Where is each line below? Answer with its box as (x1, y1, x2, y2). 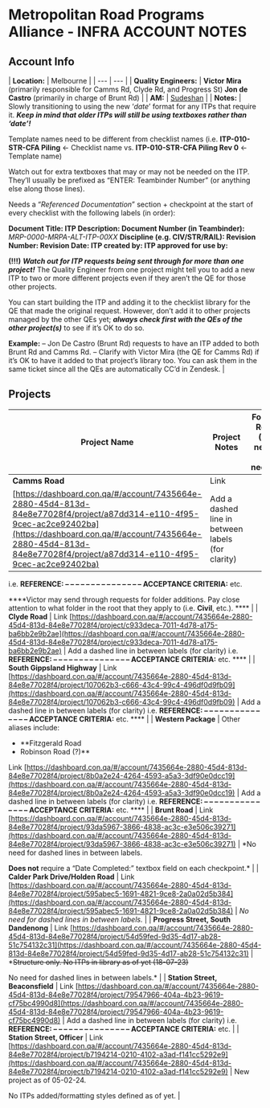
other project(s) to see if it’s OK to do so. (8, 323, 145, 333)
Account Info (8, 55, 75, 68)
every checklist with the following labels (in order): (8, 208, 176, 218)
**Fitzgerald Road (19, 738, 82, 748)
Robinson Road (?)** (19, 746, 91, 756)
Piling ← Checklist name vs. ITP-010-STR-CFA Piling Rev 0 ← (41, 143, 247, 152)
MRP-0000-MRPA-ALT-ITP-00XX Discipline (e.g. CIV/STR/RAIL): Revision (8, 232, 256, 242)
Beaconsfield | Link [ (8, 981, 79, 991)
